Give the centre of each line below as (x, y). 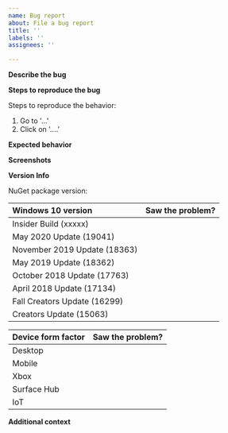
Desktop (28, 350)
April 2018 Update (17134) (64, 288)
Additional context (40, 422)
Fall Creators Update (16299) (68, 301)
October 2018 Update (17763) (71, 276)
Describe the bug (37, 75)
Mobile (25, 364)
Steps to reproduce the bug (54, 90)
